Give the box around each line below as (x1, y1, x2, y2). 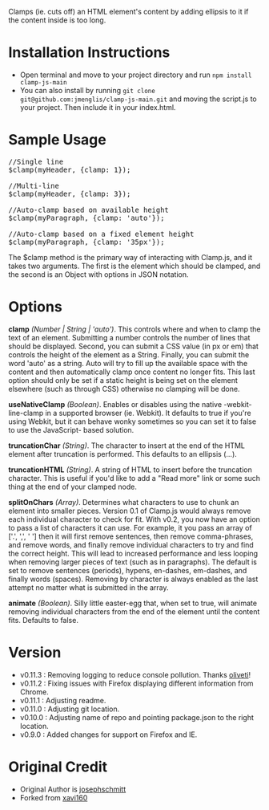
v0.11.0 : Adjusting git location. (19, 704, 120, 714)
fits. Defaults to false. (8, 615, 78, 625)
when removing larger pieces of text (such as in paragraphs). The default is (8, 557, 258, 567)
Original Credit (8, 758, 108, 775)
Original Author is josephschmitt (19, 784, 126, 794)
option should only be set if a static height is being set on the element (8, 375, 239, 385)
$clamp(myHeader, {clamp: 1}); (8, 165, 131, 174)
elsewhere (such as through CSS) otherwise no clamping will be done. (8, 384, 240, 393)
